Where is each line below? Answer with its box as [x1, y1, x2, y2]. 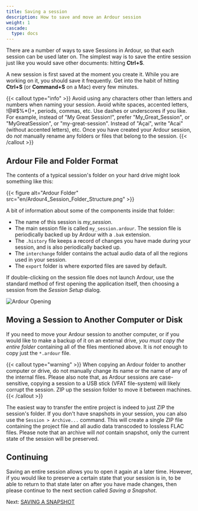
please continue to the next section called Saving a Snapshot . [6, 487, 157, 494]
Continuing [6, 453, 48, 463]
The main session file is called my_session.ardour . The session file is [14, 224, 181, 232]
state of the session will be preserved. [6, 435, 99, 442]
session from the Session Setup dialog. [6, 286, 102, 293]
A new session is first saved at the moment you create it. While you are [6, 71, 179, 78]
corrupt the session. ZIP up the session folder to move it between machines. [6, 386, 192, 393]
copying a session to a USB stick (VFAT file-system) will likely [30, 379, 180, 387]
